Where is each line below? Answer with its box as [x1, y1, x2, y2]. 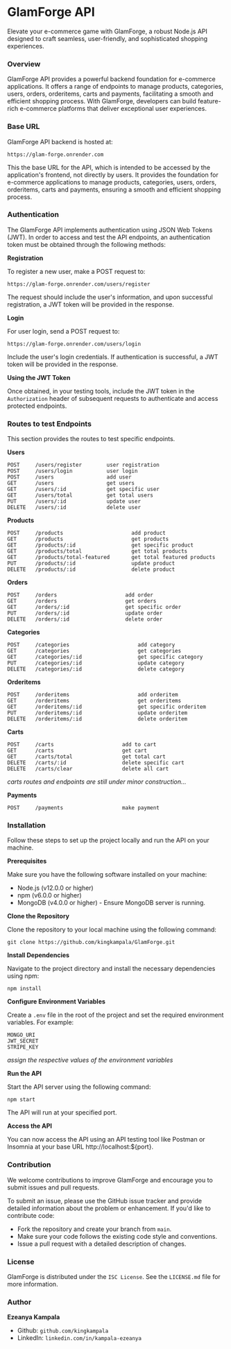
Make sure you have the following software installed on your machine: [7, 870, 207, 879]
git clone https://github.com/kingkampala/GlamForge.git [7, 939, 176, 946]
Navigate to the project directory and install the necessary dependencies [7, 965, 216, 973]
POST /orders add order [7, 592, 154, 599]
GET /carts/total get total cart [7, 753, 166, 760]
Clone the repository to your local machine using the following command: [7, 925, 217, 934]
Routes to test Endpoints [7, 419, 92, 429]
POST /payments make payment [7, 805, 160, 811]
